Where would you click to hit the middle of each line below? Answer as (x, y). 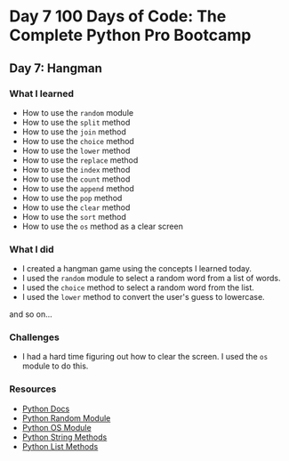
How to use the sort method (74, 216)
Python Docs (46, 408)
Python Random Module (66, 418)
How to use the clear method (76, 207)
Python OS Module (56, 427)
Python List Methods (60, 446)
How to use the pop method (72, 198)
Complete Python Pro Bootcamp (130, 35)
